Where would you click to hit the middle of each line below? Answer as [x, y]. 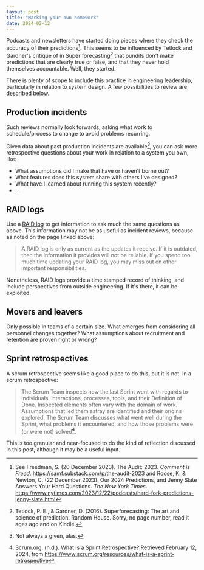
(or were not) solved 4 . [49, 431]
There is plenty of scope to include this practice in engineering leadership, [99, 80]
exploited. [19, 293]
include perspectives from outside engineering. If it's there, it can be [92, 286]
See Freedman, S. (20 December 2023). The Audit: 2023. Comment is [102, 467]
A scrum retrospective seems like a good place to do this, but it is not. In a [99, 373]
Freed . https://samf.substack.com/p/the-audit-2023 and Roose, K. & [100, 474]
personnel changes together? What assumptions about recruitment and [96, 333]
